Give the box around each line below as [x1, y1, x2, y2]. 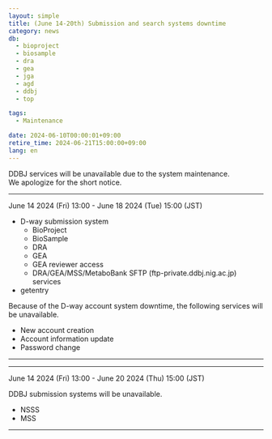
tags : [8, 109, 27, 117]
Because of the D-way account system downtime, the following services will [8, 300, 263, 310]
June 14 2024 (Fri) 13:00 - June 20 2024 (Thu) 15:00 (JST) [8, 373, 205, 383]
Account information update [19, 334, 114, 343]
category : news [8, 27, 60, 35]
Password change [19, 342, 81, 352]
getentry [19, 285, 49, 295]
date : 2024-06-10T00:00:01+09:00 [8, 131, 121, 140]
